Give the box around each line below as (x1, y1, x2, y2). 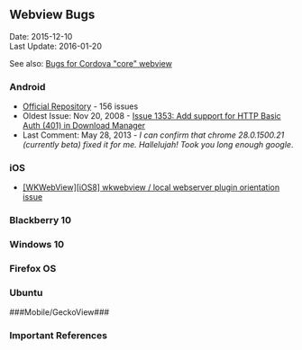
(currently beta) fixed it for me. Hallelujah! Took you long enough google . (22, 139, 294, 150)
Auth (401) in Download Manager (22, 121, 146, 131)
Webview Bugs (9, 7, 96, 22)
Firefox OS (9, 263, 57, 275)
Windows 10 (9, 238, 65, 251)
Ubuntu (9, 287, 43, 300)
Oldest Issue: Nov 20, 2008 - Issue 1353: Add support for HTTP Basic (22, 111, 281, 121)
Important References (9, 329, 108, 342)
